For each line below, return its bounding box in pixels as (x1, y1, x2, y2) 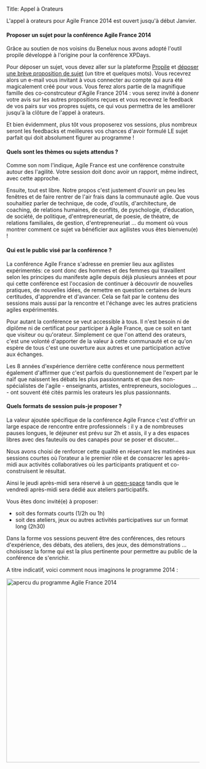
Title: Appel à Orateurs (6, 6, 64, 12)
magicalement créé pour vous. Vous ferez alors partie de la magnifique (6, 83, 186, 90)
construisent (6, 467, 38, 475)
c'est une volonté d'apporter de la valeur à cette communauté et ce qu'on (6, 337, 193, 345)
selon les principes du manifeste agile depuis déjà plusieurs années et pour (6, 273, 197, 280)
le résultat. (39, 467, 66, 475)
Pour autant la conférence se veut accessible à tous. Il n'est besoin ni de (6, 318, 189, 325)
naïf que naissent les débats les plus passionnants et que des (6, 375, 162, 383)
